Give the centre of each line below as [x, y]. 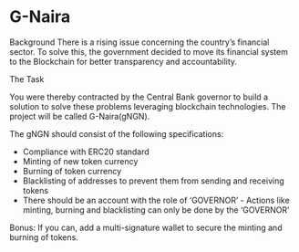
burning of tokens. [44, 237]
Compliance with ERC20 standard [86, 152]
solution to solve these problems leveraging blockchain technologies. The [148, 106]
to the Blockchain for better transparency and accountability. [124, 61]
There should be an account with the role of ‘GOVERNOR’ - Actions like [156, 200]
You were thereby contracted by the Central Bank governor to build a [139, 97]
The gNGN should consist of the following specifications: [117, 133]
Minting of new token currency [80, 161]
